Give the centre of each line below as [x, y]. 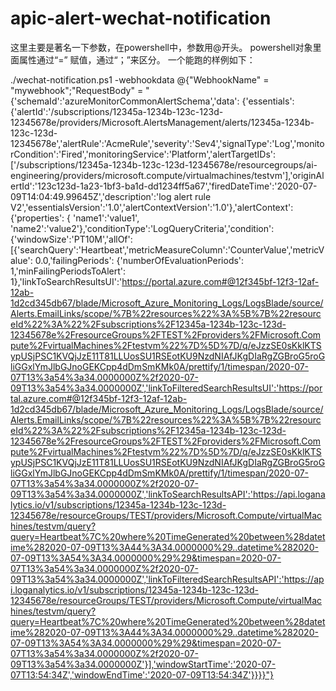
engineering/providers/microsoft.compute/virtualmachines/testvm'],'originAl [167, 175]
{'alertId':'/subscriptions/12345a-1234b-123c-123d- [117, 111]
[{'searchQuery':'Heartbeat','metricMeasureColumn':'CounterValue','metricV [167, 249]
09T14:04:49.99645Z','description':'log [91, 196]
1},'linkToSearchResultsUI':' [66, 281]
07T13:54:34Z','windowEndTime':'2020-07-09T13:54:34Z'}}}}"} [142, 674]
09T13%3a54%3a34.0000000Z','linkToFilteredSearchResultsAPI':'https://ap [167, 579]
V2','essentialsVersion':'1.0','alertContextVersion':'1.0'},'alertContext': [152, 207]
